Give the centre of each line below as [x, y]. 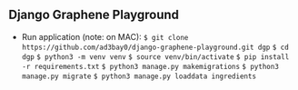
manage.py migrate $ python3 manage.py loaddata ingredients [139, 76]
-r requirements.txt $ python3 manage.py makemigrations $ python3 [150, 66]
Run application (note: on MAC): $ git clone [105, 36]
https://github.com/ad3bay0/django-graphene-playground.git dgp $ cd [155, 47]
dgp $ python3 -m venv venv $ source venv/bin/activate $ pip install [155, 57]
